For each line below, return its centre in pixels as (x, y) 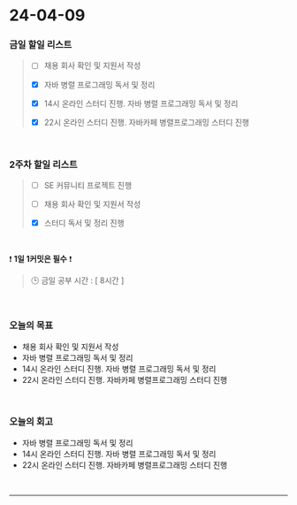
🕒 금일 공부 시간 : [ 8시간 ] (77, 280)
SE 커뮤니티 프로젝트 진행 (88, 186)
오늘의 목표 (31, 325)
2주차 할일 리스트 (43, 165)
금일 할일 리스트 (41, 45)
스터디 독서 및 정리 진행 (84, 223)
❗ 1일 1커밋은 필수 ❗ (41, 259)
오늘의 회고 (31, 422)
